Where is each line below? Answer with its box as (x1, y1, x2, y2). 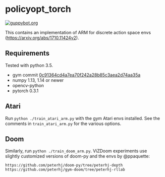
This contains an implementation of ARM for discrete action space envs (5, 29, 151, 35)
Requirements (5, 49, 50, 58)
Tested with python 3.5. (5, 62, 54, 68)
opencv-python (12, 82, 44, 88)
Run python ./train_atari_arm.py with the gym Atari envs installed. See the (5, 115, 160, 121)
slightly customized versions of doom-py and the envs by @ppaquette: (5, 153, 150, 159)
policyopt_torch (5, 3, 71, 15)
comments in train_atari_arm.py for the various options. (5, 120, 121, 126)
